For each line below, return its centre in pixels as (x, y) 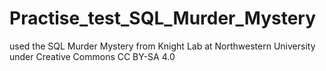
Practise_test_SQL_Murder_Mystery (163, 18)
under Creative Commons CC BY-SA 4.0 (92, 56)
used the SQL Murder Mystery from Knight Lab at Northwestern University (162, 46)
